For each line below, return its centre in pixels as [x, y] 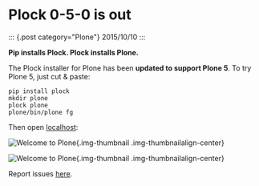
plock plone [28, 105]
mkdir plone [28, 98]
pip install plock [39, 91]
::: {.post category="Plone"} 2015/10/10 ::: [77, 37]
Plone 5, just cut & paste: [49, 76]
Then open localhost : [43, 127]
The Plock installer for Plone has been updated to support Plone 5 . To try [130, 68]
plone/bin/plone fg [41, 112]
